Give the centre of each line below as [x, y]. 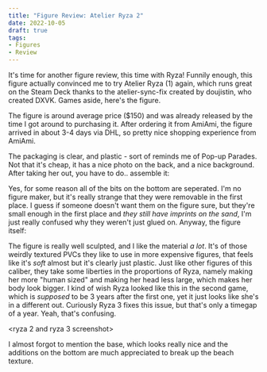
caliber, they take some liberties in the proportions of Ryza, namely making [130, 271]
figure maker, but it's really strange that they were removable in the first [126, 197]
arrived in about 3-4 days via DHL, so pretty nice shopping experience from [132, 132]
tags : [17, 38]
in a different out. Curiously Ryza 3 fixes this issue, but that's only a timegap [133, 305]
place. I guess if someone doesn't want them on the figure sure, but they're [132, 205]
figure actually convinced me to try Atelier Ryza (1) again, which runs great [130, 83]
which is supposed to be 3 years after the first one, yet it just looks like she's [133, 297]
